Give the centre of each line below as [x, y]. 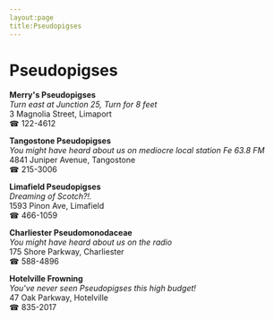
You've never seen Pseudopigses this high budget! [103, 289]
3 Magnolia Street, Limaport [60, 114]
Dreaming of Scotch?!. [51, 196]
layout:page [31, 17]
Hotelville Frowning [46, 279]
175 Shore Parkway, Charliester [67, 252]
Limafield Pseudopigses [55, 187]
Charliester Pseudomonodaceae [71, 233]
